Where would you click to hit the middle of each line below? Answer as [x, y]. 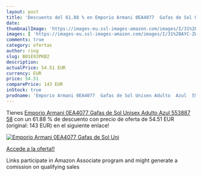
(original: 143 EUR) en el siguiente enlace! [58, 125]
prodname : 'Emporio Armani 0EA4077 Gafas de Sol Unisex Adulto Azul [96, 96]
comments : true [25, 40]
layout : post [23, 12]
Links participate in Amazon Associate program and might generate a [92, 160]
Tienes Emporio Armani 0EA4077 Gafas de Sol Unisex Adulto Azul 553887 [98, 112]
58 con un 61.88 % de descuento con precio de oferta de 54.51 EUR [90, 119]
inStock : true [24, 90]
